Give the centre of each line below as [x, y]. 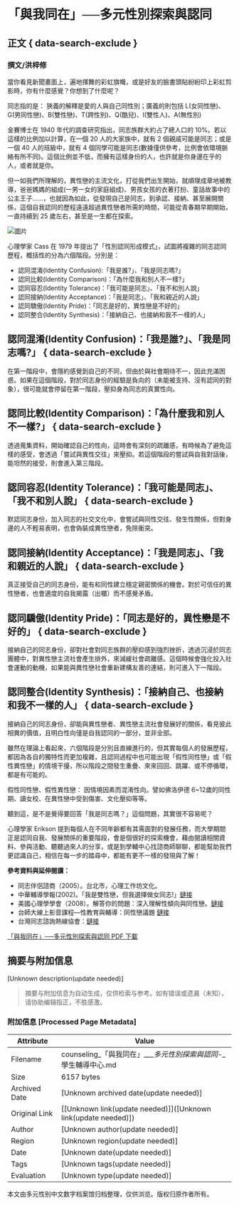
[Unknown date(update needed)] [117, 1152]
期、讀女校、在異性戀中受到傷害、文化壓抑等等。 [79, 798]
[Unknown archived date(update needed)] [132, 1093]
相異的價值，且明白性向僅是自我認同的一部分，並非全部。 [91, 732]
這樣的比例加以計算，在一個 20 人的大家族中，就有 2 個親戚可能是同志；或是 [119, 139]
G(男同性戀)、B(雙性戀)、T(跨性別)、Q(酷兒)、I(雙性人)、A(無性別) [105, 114]
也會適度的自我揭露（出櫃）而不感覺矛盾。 [94, 594]
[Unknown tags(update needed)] [117, 1164]
